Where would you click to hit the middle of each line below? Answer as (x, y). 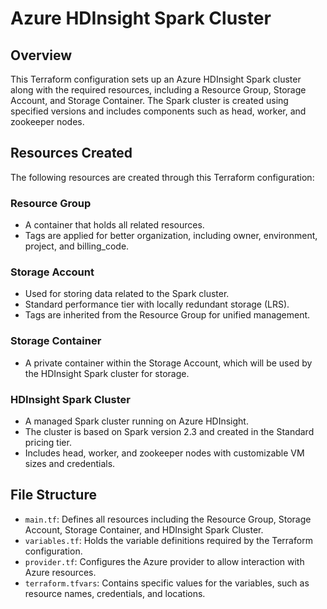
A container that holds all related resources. (114, 225)
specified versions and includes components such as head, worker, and (158, 111)
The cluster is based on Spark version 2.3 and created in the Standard (169, 431)
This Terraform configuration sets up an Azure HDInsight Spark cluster (156, 79)
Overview (41, 55)
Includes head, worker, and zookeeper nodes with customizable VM (164, 453)
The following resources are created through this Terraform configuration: (162, 177)
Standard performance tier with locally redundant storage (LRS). (157, 304)
